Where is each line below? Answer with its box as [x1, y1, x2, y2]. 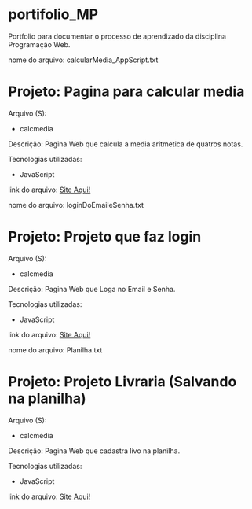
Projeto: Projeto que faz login [8, 228, 202, 245]
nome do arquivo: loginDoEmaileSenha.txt [8, 200, 144, 209]
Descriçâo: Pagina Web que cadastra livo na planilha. [8, 446, 181, 456]
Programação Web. [8, 39, 71, 49]
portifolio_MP [8, 6, 99, 24]
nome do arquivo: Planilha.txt [8, 345, 103, 355]
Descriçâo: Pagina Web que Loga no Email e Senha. [8, 284, 176, 293]
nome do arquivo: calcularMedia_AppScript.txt [8, 55, 159, 65]
